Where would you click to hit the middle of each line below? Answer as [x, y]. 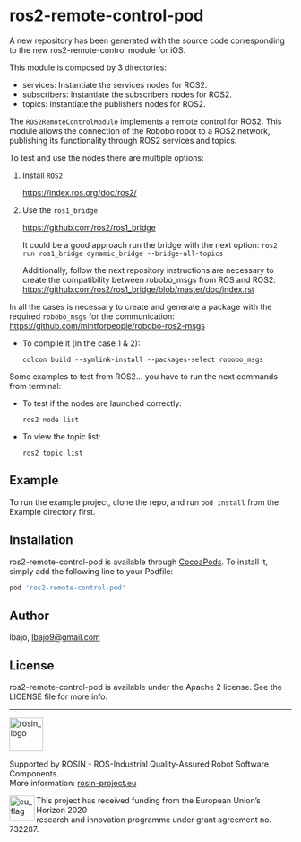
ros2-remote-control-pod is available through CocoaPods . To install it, [139, 562]
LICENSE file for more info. [59, 696]
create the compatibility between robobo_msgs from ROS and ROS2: [149, 279]
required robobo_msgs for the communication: [92, 316]
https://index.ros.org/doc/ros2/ [79, 192]
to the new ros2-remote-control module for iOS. [98, 49]
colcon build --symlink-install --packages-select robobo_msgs [143, 359]
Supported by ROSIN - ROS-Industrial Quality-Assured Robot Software [139, 764]
